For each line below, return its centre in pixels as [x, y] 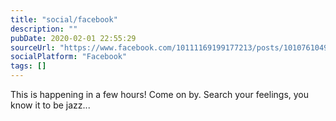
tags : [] [28, 66]
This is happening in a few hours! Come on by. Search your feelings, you [160, 94]
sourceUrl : [33, 47]
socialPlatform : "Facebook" [69, 57]
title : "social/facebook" [64, 19]
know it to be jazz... [50, 105]
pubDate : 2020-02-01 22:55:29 [73, 38]
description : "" [44, 29]
